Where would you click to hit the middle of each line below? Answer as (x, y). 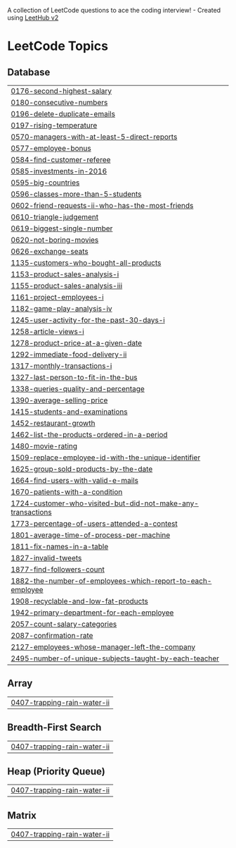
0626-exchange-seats (50, 251)
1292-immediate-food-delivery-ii (69, 354)
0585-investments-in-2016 (59, 171)
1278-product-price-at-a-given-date (77, 343)
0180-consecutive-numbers (59, 103)
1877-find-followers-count (58, 569)
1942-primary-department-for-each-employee (92, 613)
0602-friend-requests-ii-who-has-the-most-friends (102, 205)
